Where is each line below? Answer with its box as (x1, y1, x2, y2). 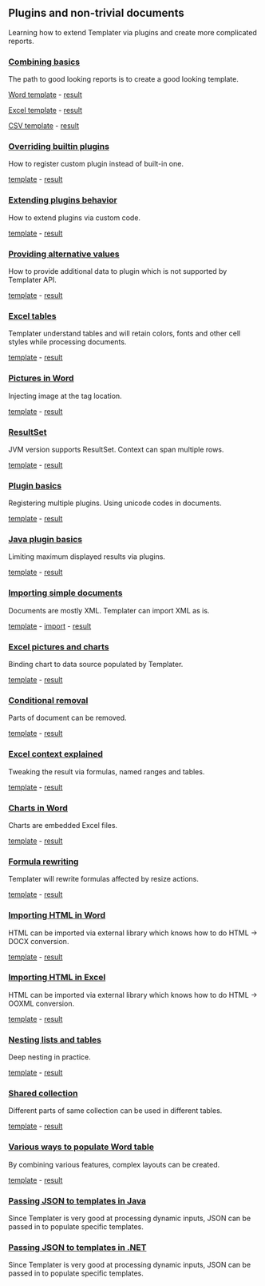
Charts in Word (8, 802, 68, 814)
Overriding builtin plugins (8, 141, 110, 152)
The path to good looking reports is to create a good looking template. (8, 74, 239, 84)
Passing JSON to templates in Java (8, 1195, 146, 1206)
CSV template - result (8, 121, 80, 131)
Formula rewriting (8, 856, 79, 867)
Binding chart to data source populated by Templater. (8, 660, 184, 669)
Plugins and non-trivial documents (8, 6, 185, 20)
